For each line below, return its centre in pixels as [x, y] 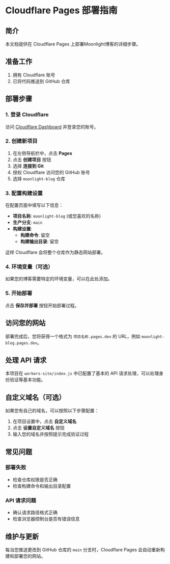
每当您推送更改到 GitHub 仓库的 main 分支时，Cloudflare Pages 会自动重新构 [85, 549]
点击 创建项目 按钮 [32, 159]
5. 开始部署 [19, 293]
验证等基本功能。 [27, 380]
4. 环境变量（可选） [29, 267]
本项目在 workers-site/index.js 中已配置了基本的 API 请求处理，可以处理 [82, 373]
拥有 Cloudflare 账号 [34, 75]
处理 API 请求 [26, 360]
